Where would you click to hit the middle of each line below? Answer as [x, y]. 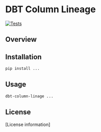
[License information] [28, 124]
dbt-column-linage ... [29, 96]
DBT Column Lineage [50, 9]
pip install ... [22, 69]
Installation [23, 57]
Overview [21, 39]
